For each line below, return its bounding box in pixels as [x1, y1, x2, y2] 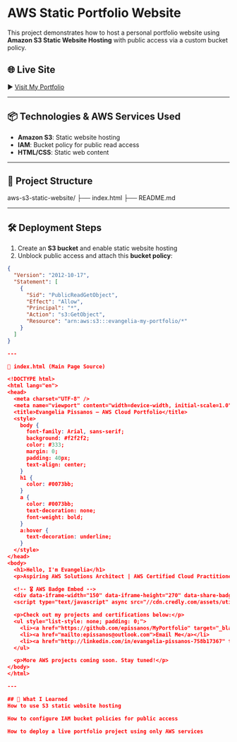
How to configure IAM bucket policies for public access [7, 715, 178, 722]
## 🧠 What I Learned [7, 695, 68, 702]
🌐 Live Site [7, 64, 56, 76]
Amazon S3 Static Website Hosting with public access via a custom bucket [7, 35, 228, 44]
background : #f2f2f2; [25, 435, 90, 442]
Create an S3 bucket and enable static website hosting [17, 244, 178, 252]
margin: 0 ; [25, 448, 59, 455]
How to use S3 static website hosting [7, 702, 121, 709]
